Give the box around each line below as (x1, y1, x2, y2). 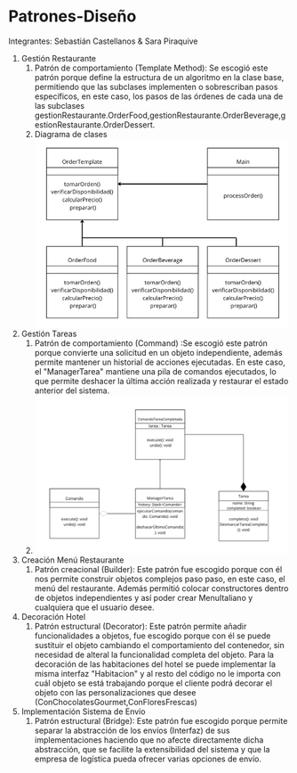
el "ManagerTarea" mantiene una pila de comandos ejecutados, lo (34, 366, 277, 376)
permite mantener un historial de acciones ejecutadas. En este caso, (34, 357, 285, 367)
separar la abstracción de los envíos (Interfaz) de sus (34, 725, 230, 736)
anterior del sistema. (34, 385, 110, 396)
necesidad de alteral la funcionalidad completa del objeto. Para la (34, 649, 275, 660)
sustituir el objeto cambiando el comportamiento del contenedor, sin (34, 639, 285, 650)
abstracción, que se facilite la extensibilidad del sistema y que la (34, 744, 270, 754)
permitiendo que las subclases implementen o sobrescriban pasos (34, 81, 278, 92)
